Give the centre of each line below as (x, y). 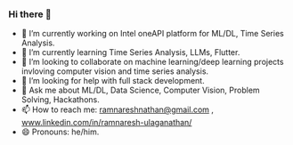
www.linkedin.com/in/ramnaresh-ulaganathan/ (106, 123)
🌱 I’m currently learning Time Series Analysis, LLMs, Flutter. (130, 52)
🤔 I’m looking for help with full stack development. (113, 81)
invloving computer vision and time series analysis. (115, 71)
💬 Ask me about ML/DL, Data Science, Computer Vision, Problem (140, 90)
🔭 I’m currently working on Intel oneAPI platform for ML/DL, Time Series (152, 34)
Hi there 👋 (30, 14)
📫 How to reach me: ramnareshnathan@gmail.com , (118, 109)
